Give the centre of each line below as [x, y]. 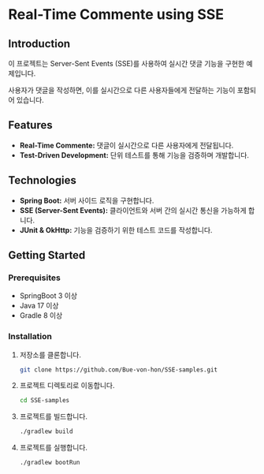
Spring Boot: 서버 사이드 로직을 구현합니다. [87, 200]
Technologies [43, 180]
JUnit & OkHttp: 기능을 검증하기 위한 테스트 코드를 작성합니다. [116, 230]
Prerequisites [34, 278]
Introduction [39, 44]
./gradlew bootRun [50, 463]
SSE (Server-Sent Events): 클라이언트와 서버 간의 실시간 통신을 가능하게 [133, 210]
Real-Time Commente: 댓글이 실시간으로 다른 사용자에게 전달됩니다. [126, 145]
